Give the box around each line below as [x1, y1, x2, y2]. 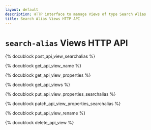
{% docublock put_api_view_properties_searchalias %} [5, 91, 116, 97]
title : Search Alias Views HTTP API [5, 16, 80, 21]
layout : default [5, 7, 38, 12]
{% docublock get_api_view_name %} [5, 63, 82, 69]
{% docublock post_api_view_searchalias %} [5, 53, 95, 59]
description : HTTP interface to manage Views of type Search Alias [5, 12, 147, 17]
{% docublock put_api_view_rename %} [5, 110, 86, 116]
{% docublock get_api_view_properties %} [5, 72, 91, 78]
